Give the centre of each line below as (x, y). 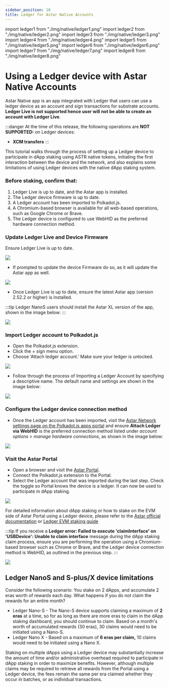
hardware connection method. (44, 224)
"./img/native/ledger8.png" (33, 56)
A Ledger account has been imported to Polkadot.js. (67, 202)
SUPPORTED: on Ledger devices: (40, 132)
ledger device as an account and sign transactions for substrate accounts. (82, 106)
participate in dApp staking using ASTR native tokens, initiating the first (79, 157)
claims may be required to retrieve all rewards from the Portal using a (77, 668)
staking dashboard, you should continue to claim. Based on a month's (85, 621)
